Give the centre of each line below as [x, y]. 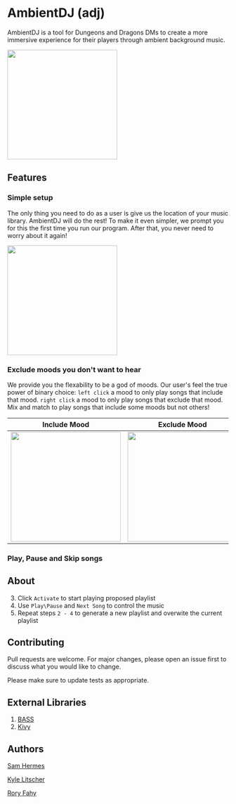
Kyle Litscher [26, 779]
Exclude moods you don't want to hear [74, 369]
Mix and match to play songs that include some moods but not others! [109, 407]
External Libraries [47, 703]
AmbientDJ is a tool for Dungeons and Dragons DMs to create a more [108, 32]
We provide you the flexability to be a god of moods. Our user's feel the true [118, 385]
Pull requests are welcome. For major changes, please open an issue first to [117, 659]
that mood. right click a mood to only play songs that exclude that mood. [115, 400]
